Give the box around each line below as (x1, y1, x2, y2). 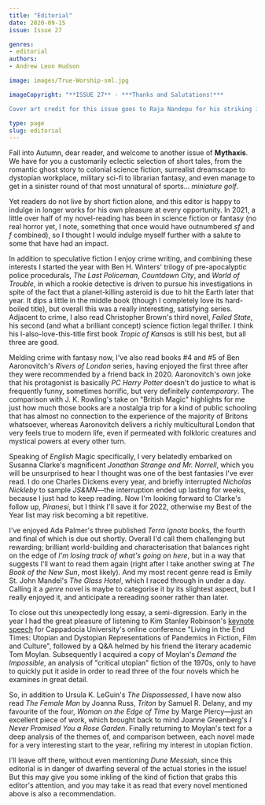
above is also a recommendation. (9, 789, 116, 799)
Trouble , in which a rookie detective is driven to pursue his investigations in (9, 279, 253, 288)
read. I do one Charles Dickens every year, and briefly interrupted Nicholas (9, 477, 252, 487)
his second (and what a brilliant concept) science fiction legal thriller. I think (9, 321, 254, 331)
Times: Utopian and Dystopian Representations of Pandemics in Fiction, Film (9, 633, 256, 643)
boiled (9, 304, 30, 313)
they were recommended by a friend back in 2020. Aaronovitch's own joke (9, 369, 251, 379)
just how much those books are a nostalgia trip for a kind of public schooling (9, 403, 257, 413)
